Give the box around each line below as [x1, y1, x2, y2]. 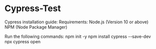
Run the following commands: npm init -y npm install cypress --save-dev [4, 33, 151, 39]
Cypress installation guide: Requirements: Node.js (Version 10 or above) [4, 19, 149, 25]
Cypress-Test [4, 3, 61, 14]
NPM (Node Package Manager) [4, 24, 68, 30]
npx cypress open [4, 38, 41, 44]
